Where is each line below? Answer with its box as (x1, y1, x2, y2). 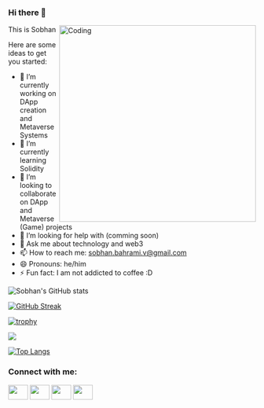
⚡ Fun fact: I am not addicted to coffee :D (19, 268, 153, 278)
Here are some (8, 40, 57, 50)
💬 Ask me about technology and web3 (19, 239, 144, 248)
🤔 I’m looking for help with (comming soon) (19, 231, 159, 241)
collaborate (19, 189, 57, 199)
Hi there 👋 (8, 7, 47, 18)
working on (19, 89, 57, 98)
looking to (19, 181, 53, 190)
